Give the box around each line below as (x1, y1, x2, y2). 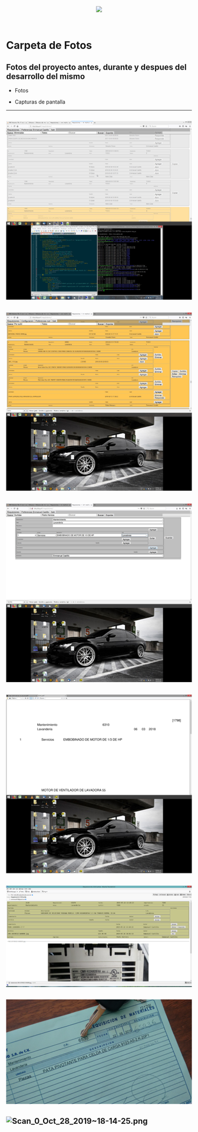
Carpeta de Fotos (6, 39, 93, 52)
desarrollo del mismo (6, 71, 85, 81)
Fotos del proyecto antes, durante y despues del (6, 62, 187, 72)
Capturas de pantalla (14, 98, 66, 105)
